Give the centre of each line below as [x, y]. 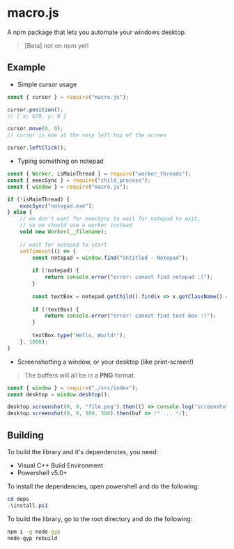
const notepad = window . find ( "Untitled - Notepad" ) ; [110, 258]
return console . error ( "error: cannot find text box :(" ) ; [130, 316]
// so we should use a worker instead [76, 225]
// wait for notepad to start [64, 245]
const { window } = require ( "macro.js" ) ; [68, 187]
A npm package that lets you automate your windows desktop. [97, 32]
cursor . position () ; [36, 109]
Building [25, 435]
